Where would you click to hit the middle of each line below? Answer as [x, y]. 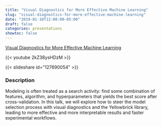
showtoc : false [21, 33]
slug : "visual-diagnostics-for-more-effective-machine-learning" [75, 15]
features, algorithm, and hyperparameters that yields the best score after [81, 97]
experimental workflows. [31, 118]
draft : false [19, 24]
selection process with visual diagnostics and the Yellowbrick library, [77, 107]
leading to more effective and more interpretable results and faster [75, 113]
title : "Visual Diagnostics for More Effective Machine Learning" [77, 10]
